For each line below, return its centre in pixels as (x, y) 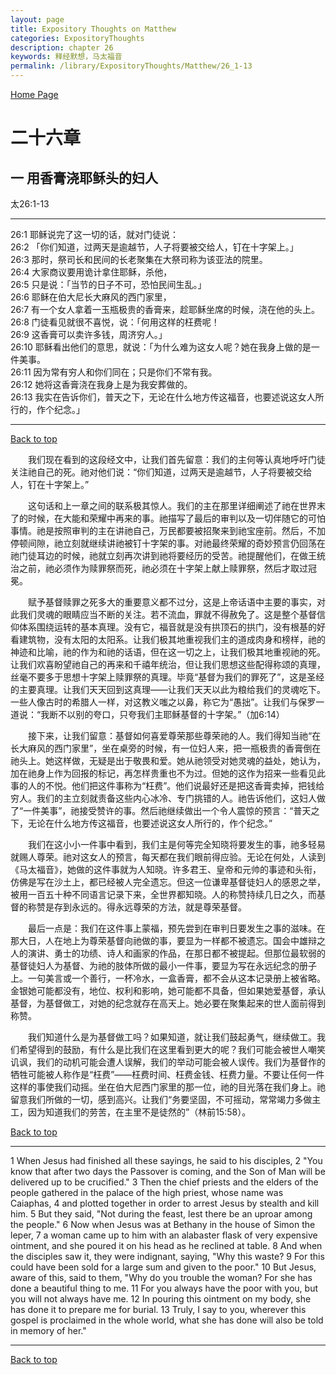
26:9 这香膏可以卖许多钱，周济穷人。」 (89, 334)
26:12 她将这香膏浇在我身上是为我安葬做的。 (101, 384)
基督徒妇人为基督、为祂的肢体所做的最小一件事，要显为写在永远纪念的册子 (163, 965)
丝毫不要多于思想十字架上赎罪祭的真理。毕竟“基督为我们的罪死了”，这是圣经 (167, 677)
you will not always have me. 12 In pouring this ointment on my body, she (161, 1299)
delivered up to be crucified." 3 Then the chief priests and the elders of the (164, 1182)
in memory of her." (48, 1330)
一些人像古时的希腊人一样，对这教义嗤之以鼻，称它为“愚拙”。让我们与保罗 (163, 702)
